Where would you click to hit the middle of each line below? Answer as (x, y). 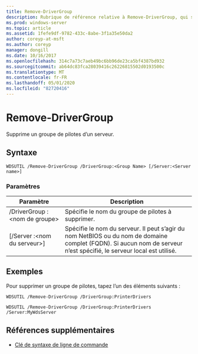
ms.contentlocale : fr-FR (37, 77)
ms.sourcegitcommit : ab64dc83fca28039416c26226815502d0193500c (85, 66)
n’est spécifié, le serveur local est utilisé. (121, 251)
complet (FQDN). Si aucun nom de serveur (123, 243)
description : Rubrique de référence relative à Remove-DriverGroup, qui (97, 17)
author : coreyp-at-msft (35, 39)
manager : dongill (27, 50)
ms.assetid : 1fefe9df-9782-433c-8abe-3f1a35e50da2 (70, 34)
